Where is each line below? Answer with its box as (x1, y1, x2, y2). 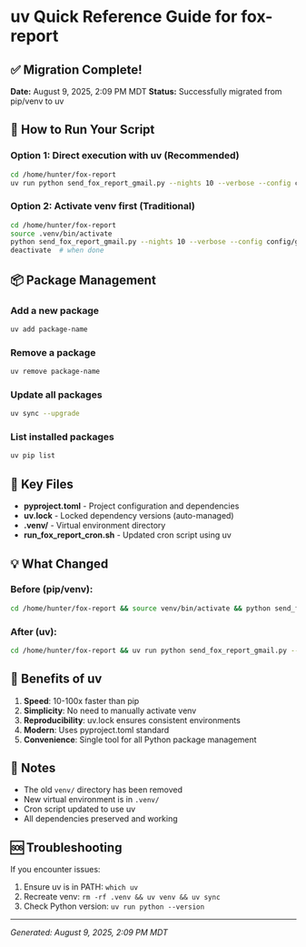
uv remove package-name (10, 367, 101, 377)
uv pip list (10, 451, 55, 460)
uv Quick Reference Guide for (10, 6, 238, 27)
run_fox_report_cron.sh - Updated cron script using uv (23, 529, 232, 540)
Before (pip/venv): (10, 583, 94, 596)
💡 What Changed (10, 556, 109, 571)
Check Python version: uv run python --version (23, 901, 205, 912)
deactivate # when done (10, 246, 104, 256)
